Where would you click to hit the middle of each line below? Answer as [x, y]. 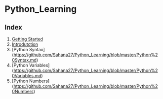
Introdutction [25, 44]
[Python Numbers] [31, 81]
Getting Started [27, 39]
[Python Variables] [31, 65]
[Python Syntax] [28, 49]
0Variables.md [26, 76]
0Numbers [23, 91]
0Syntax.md [24, 60]
